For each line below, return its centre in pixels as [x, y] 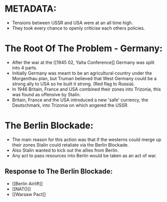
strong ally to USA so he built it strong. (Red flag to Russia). [73, 84]
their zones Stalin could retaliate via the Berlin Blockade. [70, 145]
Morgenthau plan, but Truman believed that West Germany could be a [84, 78]
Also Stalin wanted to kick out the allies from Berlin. [65, 150]
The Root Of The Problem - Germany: [84, 49]
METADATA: [31, 9]
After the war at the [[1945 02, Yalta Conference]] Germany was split [83, 62]
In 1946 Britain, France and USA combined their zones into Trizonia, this [87, 89]
